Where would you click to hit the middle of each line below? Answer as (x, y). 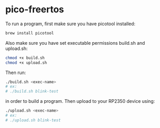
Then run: (16, 72)
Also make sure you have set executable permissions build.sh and (75, 43)
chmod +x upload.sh (26, 63)
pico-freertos (35, 10)
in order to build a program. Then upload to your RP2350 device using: (80, 101)
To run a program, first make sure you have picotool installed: (70, 24)
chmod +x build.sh (25, 58)
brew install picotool (30, 33)
